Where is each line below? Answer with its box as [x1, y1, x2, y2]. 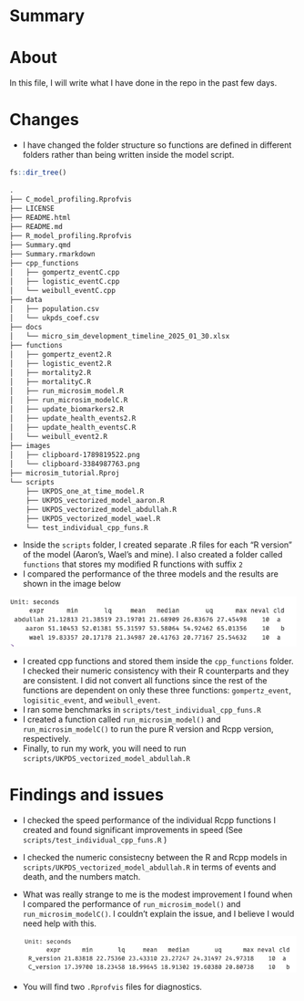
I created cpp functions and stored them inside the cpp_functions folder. [22, 655, 294, 666]
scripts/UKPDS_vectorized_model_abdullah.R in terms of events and [22, 861, 277, 872]
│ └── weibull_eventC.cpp [9, 286, 117, 295]
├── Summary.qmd [9, 240, 71, 249]
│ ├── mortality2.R [9, 368, 92, 377]
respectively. [22, 733, 71, 744]
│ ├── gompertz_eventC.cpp [9, 267, 120, 276]
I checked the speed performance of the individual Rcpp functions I [22, 814, 276, 826]
